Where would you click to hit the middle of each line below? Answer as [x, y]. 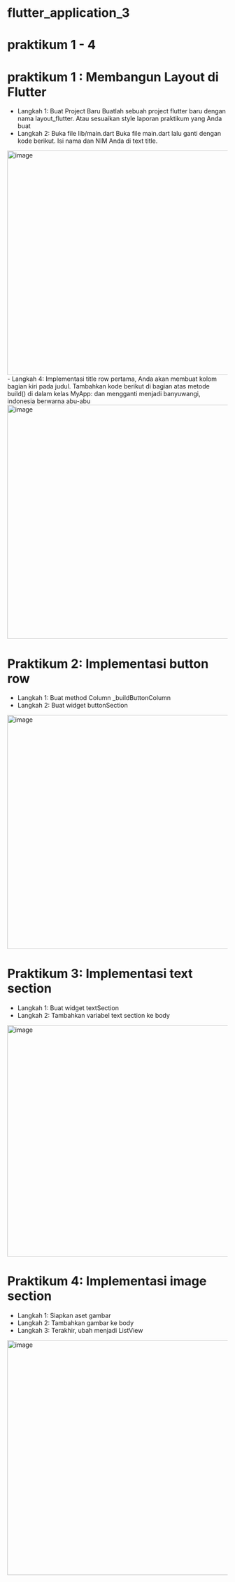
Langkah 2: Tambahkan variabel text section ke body [93, 1016]
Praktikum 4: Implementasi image [107, 1281]
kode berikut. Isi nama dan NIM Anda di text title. [87, 141]
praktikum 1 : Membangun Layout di [113, 77]
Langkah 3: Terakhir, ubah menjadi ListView [80, 1331]
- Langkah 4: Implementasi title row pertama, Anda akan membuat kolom [112, 379]
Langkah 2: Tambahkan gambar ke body [76, 1323]
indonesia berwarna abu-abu [49, 401]
